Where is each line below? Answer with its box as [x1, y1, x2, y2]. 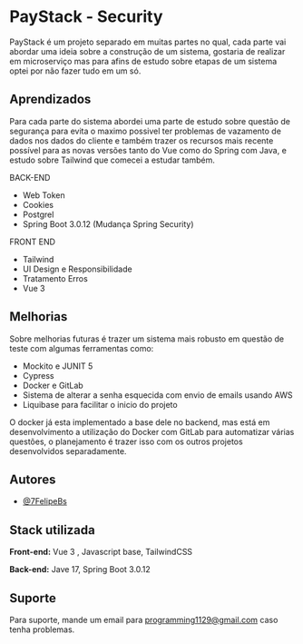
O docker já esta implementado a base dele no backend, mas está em [9, 416, 270, 428]
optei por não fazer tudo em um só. [9, 65, 142, 76]
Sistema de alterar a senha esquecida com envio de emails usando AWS [22, 389, 293, 401]
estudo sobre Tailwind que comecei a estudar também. [9, 154, 216, 165]
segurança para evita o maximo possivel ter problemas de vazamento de [9, 125, 281, 136]
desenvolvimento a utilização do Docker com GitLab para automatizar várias [9, 426, 295, 437]
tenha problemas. [9, 624, 75, 635]
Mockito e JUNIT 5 [22, 361, 93, 372]
